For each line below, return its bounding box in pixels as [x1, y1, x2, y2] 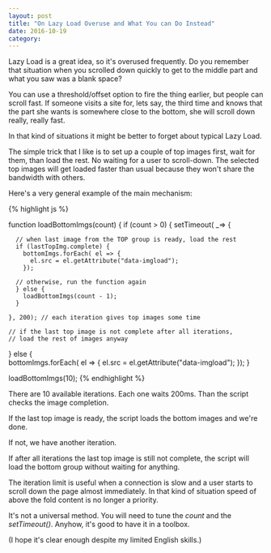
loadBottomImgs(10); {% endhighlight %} [8, 374, 146, 384]
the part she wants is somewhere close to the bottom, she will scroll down [8, 107, 256, 117]
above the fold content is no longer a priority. [8, 495, 159, 505]
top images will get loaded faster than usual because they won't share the [8, 164, 255, 174]
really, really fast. [8, 115, 66, 126]
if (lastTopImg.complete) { [15, 242, 111, 251]
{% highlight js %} [8, 204, 69, 214]
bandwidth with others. [8, 173, 86, 182]
